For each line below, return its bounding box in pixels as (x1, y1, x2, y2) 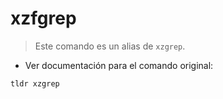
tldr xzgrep (10, 78, 60, 89)
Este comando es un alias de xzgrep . (34, 40, 186, 52)
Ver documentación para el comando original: (24, 59, 214, 71)
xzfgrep (10, 7, 77, 30)
